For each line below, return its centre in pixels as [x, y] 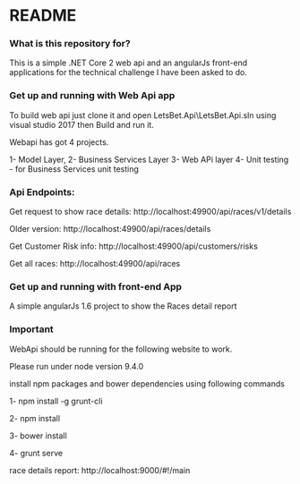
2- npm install [35, 418]
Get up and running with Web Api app [92, 96]
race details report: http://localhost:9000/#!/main [100, 470]
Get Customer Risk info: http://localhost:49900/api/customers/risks [133, 246]
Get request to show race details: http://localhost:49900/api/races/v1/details [150, 212]
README [43, 16]
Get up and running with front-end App [95, 287]
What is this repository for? [70, 44]
